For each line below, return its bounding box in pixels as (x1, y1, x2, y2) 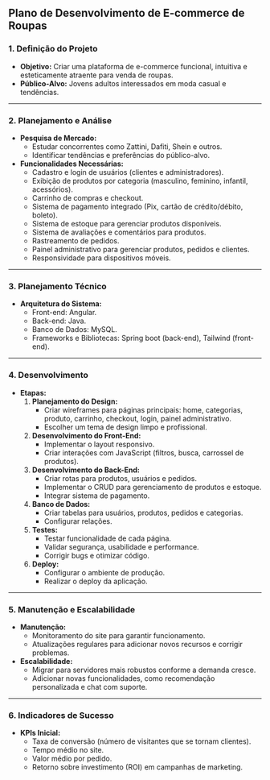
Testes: (31, 525, 58, 534)
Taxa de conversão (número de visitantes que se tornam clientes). (31, 736, 252, 746)
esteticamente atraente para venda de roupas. (19, 70, 174, 80)
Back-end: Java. (31, 316, 87, 326)
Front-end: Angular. (31, 308, 97, 317)
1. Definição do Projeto (8, 44, 98, 55)
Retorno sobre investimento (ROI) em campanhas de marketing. (31, 762, 243, 772)
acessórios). (31, 185, 74, 194)
